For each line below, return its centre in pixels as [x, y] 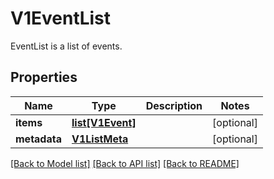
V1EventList [61, 18]
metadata [38, 139]
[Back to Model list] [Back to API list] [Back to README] [125, 163]
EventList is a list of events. [66, 46]
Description [174, 105]
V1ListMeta [100, 139]
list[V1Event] [104, 122]
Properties [44, 77]
